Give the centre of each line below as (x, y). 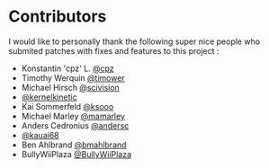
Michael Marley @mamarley (73, 116)
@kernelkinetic (49, 97)
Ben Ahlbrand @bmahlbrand (74, 145)
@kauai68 (40, 135)
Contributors (58, 17)
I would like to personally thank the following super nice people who (134, 41)
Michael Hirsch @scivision (71, 87)
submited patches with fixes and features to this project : (114, 50)
